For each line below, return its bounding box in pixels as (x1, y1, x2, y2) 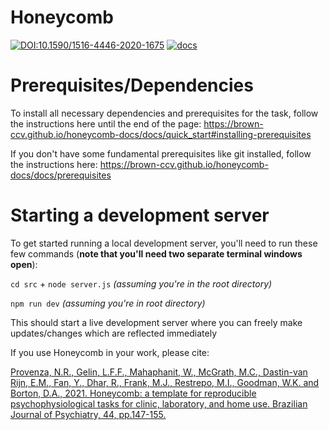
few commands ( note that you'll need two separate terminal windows (10, 247, 303, 260)
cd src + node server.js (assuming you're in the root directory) (10, 277, 273, 290)
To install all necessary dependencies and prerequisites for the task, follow (10, 107, 319, 119)
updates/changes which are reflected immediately (10, 327, 218, 339)
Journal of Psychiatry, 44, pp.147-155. (10, 408, 167, 420)
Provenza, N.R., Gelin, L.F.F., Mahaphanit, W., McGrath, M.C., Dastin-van (10, 366, 308, 378)
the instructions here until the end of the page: (10, 117, 202, 130)
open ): (10, 258, 38, 270)
